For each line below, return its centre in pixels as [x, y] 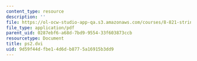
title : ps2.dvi [25, 44]
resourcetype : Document [35, 38]
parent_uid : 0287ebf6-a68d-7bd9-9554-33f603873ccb [69, 33]
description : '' [26, 17]
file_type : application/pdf [40, 28]
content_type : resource [35, 11]
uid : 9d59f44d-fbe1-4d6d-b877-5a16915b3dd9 [60, 49]
